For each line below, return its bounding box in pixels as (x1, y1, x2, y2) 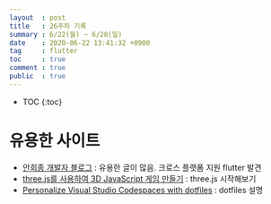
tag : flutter (9, 47, 78, 56)
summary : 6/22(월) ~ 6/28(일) (9, 30, 123, 39)
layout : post (9, 13, 66, 22)
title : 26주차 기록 (9, 22, 87, 31)
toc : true (9, 55, 66, 64)
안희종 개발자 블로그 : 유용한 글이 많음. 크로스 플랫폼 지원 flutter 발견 (22, 162, 262, 173)
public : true (9, 72, 66, 81)
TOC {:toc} (22, 96, 63, 107)
